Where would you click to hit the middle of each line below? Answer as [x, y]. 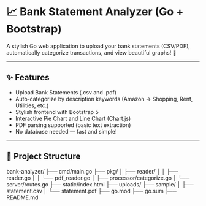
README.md [22, 197]
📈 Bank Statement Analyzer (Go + [95, 12]
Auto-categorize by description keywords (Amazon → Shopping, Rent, [104, 99]
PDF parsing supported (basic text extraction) [73, 125]
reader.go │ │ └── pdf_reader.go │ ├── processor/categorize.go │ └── [98, 178]
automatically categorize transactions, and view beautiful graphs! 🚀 [91, 52]
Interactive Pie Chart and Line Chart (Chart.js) [73, 118]
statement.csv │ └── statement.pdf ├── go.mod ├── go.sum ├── [91, 191]
